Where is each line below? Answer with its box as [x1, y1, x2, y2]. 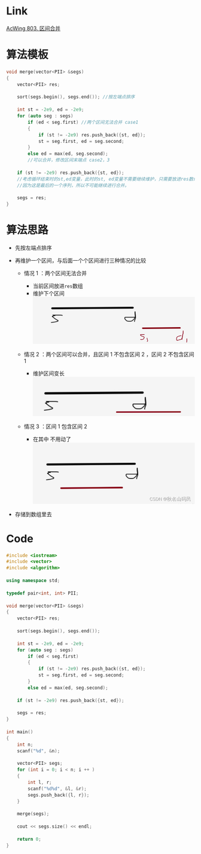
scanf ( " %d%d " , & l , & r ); [28, 785, 87, 792]
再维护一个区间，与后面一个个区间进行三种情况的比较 [14, 257, 147, 264]
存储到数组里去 [14, 510, 52, 518]
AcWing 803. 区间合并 [6, 25, 61, 32]
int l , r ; [28, 779, 52, 786]
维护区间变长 [32, 370, 65, 377]
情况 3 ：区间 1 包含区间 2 [23, 423, 88, 430]
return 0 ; [17, 836, 42, 842]
